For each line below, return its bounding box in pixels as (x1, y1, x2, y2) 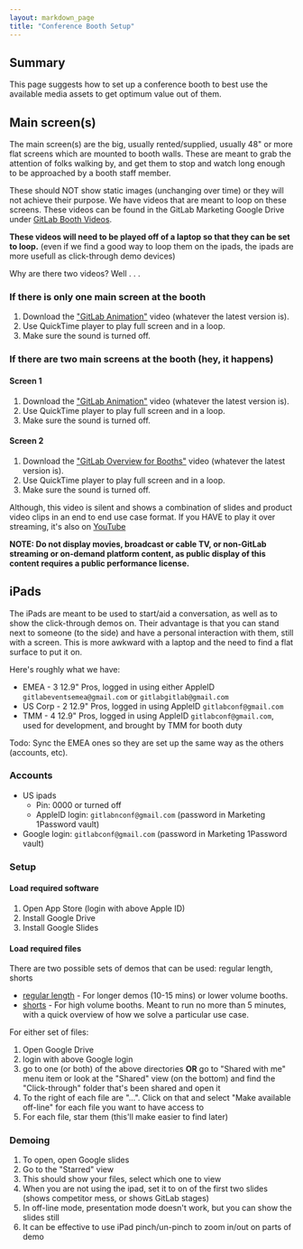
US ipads (22, 790, 57, 801)
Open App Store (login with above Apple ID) (22, 903, 186, 914)
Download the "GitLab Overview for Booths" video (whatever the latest (22, 455, 286, 466)
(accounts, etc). (9, 747, 69, 757)
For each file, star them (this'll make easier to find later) (22, 1112, 228, 1122)
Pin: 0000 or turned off (35, 799, 122, 810)
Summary (9, 55, 66, 70)
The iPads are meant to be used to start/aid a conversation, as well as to (9, 607, 278, 619)
